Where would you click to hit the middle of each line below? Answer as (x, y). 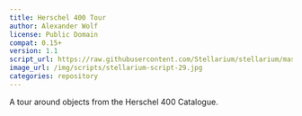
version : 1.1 (34, 51)
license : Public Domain (54, 34)
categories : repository (54, 76)
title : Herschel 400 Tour (58, 18)
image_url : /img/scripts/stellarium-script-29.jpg (106, 68)
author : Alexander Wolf (54, 26)
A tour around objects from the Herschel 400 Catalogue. (114, 102)
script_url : (31, 59)
